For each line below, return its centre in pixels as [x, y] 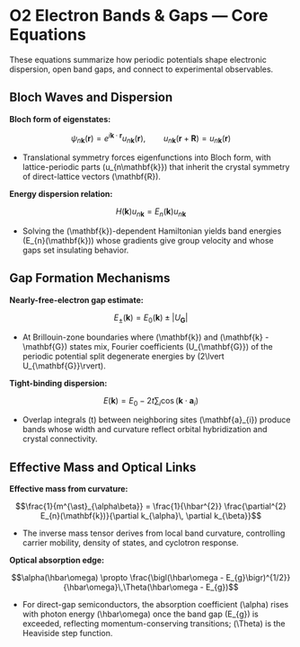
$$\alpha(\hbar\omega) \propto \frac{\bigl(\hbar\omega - [118, 578]
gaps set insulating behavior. [75, 250]
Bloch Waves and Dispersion [91, 97]
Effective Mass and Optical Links [103, 467]
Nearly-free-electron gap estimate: [76, 300]
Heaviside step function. [67, 634]
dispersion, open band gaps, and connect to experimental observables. [141, 69]
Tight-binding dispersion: [58, 383]
